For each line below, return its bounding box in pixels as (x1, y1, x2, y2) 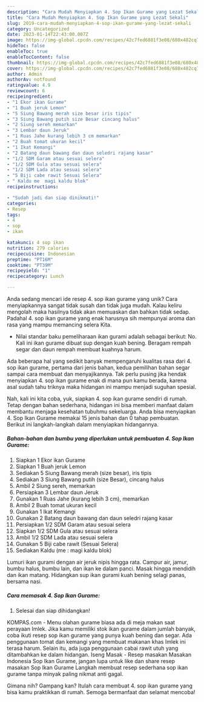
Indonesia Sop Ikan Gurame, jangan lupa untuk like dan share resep (7, 657, 175, 664)
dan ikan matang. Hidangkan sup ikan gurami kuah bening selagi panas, (7, 571, 186, 578)
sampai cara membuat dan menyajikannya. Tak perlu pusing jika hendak (7, 371, 187, 377)
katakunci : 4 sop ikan (7, 240, 64, 246)
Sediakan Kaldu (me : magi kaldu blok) (15, 547, 112, 554)
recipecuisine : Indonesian (7, 251, 75, 257)
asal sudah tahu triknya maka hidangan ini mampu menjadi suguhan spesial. (7, 383, 197, 390)
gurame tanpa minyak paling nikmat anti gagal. (7, 670, 123, 677)
